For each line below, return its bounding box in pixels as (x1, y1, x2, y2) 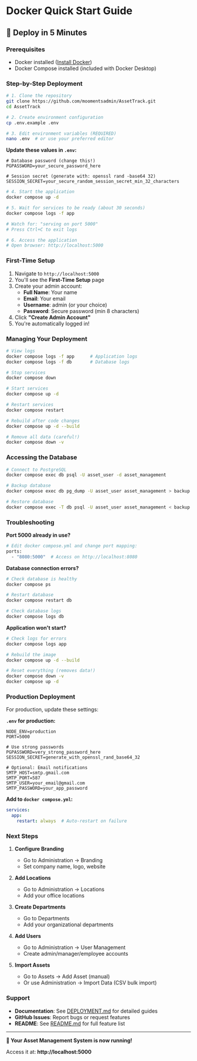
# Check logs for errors (6, 636, 67, 641)
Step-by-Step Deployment (6, 79, 83, 88)
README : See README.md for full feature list (14, 1020, 125, 1027)
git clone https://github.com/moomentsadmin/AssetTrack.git (6, 98, 157, 104)
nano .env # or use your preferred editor (6, 136, 114, 142)
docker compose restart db (6, 597, 72, 604)
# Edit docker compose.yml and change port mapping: (6, 543, 138, 549)
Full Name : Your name (23, 288, 77, 295)
